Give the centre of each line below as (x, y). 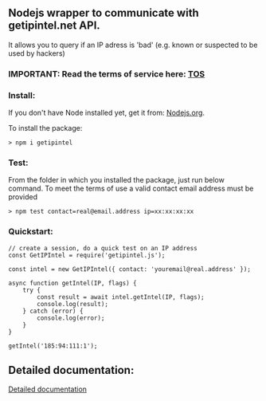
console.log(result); (73, 304)
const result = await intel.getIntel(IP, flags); (121, 297)
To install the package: (45, 128)
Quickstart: (31, 232)
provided (23, 197)
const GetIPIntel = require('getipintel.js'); (87, 255)
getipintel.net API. (55, 26)
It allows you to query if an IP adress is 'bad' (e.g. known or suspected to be (133, 45)
